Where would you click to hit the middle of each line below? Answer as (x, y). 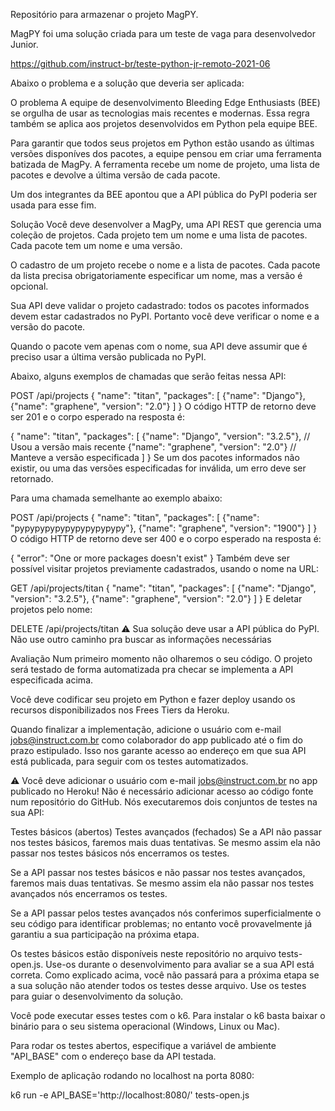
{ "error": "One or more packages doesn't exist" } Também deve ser (150, 558)
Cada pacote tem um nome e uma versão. (96, 245)
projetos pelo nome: (51, 609)
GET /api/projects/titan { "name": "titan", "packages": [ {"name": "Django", (163, 588)
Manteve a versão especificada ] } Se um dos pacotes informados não (155, 457)
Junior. (24, 44)
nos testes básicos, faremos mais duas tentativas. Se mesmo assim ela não (165, 842)
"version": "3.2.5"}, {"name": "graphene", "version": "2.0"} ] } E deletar (156, 598)
